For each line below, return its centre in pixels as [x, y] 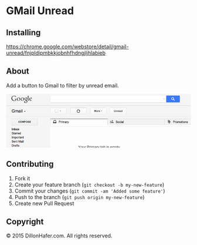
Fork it [22, 178]
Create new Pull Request [44, 203]
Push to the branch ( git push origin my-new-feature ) [79, 197]
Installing [23, 33]
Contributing [30, 164]
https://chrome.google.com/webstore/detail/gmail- [67, 46]
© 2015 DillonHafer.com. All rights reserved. [59, 236]
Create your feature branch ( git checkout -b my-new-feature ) [89, 184]
